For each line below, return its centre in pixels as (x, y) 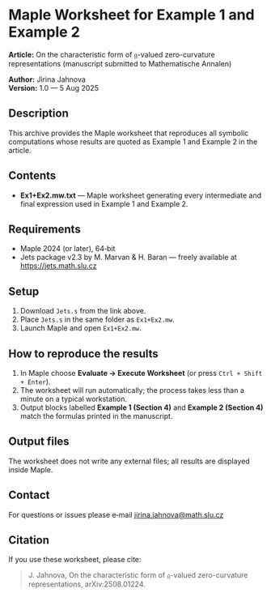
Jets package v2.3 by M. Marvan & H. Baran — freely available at (128, 258)
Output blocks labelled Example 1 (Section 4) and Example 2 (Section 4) (142, 407)
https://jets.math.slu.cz (58, 266)
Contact (29, 495)
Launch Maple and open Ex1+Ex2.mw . (80, 328)
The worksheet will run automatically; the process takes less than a (132, 390)
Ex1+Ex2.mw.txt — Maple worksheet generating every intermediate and (140, 195)
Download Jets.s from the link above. (83, 311)
